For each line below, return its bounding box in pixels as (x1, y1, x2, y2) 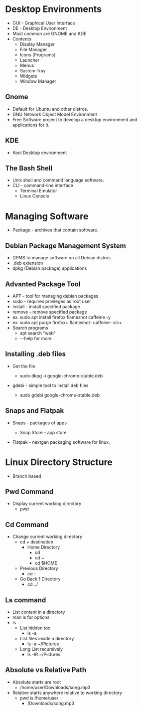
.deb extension (12, 260, 43, 266)
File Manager (19, 46, 47, 52)
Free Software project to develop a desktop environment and (12, 116, 138, 123)
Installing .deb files (5, 350, 66, 358)
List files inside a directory (19, 635, 74, 641)
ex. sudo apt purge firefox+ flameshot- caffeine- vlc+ (12, 319, 122, 325)
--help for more (19, 335, 52, 341)
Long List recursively (19, 646, 63, 652)
